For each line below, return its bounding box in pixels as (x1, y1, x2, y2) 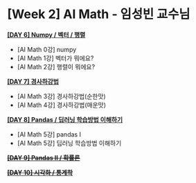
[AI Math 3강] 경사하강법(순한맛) (17, 91, 106, 101)
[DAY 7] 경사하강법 (7, 77, 59, 85)
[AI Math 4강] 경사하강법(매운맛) (17, 101, 106, 109)
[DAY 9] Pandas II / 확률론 (7, 153, 80, 162)
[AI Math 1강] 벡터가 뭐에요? (17, 53, 94, 62)
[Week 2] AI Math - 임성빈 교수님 (7, 6, 190, 22)
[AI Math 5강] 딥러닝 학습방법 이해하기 (17, 139, 122, 147)
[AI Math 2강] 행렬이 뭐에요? (17, 62, 96, 71)
